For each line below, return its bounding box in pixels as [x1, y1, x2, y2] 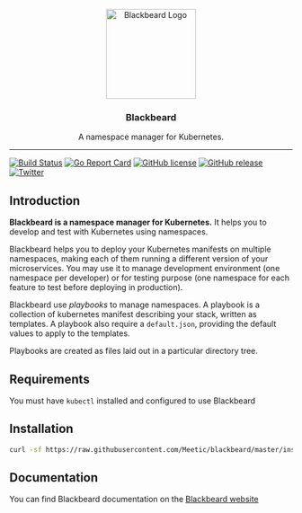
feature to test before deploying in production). [9, 282, 183, 293]
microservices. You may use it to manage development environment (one [9, 263, 280, 274]
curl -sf [9, 445, 42, 454]
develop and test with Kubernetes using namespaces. [9, 226, 209, 237]
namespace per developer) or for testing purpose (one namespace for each [9, 272, 290, 283]
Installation [9, 421, 74, 437]
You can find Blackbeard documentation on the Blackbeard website [9, 494, 259, 505]
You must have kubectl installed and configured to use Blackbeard [9, 395, 256, 406]
